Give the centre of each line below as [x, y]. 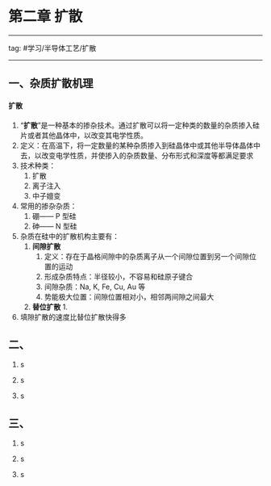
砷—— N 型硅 [55, 226]
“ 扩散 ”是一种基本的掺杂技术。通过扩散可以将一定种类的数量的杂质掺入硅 [140, 125]
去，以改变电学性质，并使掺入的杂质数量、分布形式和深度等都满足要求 [137, 155]
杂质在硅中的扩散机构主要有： [69, 236]
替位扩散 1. [50, 307]
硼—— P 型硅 [54, 216]
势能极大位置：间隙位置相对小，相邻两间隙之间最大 [129, 296]
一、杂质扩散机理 [51, 84]
